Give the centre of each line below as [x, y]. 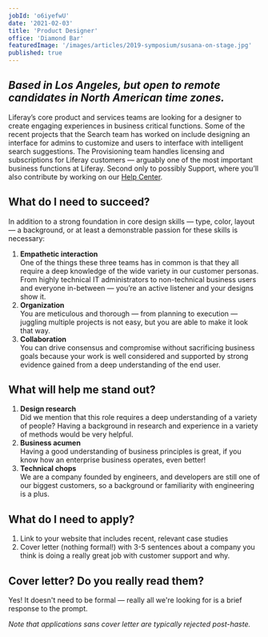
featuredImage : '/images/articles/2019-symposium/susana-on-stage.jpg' [130, 46]
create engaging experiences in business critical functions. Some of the [127, 126]
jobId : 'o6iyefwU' [39, 16]
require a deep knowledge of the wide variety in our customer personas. [139, 271]
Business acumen [50, 443]
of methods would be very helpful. [76, 434]
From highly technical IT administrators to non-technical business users [138, 279]
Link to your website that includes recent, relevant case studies [124, 538]
